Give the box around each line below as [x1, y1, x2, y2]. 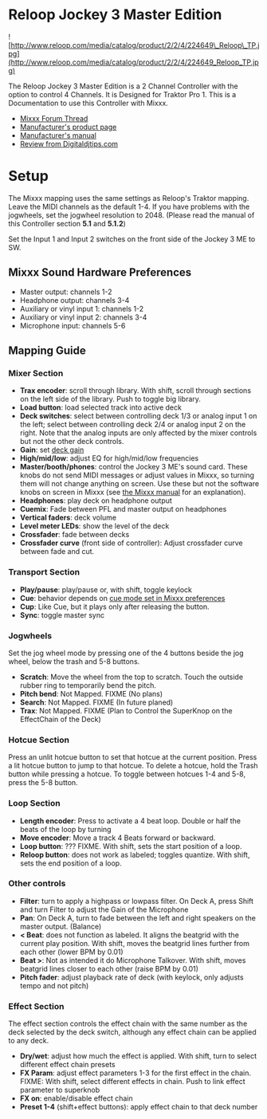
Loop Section [8, 798, 61, 809]
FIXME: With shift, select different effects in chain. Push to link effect [19, 1077, 245, 1086]
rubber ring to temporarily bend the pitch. [19, 680, 157, 690]
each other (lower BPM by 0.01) [19, 947, 124, 956]
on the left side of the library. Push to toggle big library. [19, 395, 202, 404]
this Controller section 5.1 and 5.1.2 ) [8, 218, 126, 228]
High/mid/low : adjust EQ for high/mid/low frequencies [19, 453, 199, 463]
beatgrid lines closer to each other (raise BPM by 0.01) [19, 964, 199, 973]
